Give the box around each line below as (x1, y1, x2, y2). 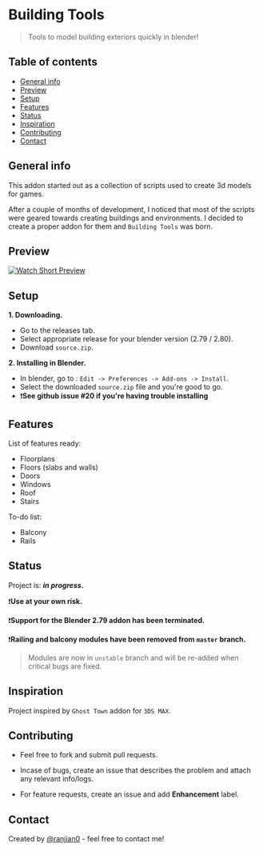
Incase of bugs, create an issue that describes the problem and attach (19, 765, 252, 775)
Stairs (19, 497, 40, 505)
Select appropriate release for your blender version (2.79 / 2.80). (19, 334, 233, 344)
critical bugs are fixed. (27, 661, 102, 671)
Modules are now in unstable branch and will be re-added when (27, 653, 239, 662)
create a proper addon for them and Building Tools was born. (8, 222, 213, 231)
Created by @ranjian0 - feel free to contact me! (8, 834, 165, 844)
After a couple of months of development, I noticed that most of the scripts (8, 204, 255, 214)
